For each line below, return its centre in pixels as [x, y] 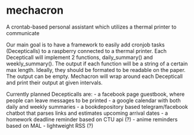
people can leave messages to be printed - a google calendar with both [93, 100]
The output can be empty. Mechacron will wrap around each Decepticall [94, 76]
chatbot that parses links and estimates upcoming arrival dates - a [87, 113]
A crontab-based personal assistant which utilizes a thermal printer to [91, 27]
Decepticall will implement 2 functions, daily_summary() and [79, 57]
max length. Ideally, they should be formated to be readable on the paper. [96, 70]
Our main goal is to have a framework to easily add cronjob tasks [85, 45]
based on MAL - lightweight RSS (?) [50, 125]
